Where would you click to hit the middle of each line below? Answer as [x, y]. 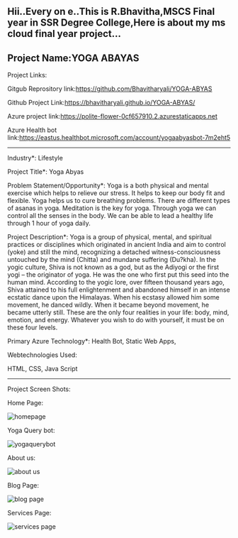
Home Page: [25, 403]
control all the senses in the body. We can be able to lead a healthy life [110, 216]
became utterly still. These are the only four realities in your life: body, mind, [118, 312]
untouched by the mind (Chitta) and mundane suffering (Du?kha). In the [112, 260]
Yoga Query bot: [31, 430]
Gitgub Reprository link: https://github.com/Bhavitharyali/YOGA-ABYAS [110, 89]
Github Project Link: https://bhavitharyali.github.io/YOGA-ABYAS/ [101, 103]
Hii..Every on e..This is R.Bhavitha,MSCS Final [111, 12]
